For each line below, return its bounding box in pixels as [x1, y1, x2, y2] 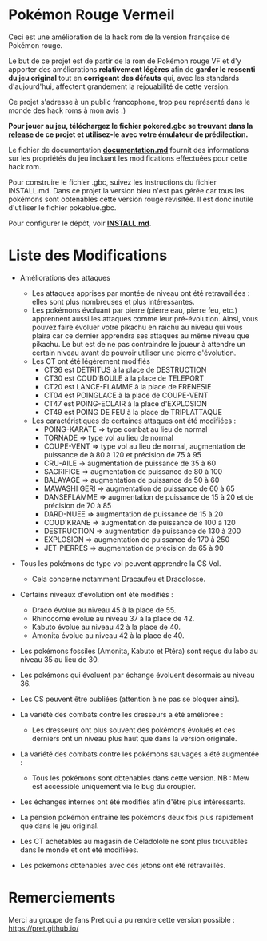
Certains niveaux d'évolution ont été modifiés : [19, 589, 173, 599]
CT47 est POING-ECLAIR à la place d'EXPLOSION [43, 398, 208, 409]
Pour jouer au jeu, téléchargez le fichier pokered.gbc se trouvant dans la [8, 121, 253, 130]
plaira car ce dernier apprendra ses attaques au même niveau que [31, 330, 250, 341]
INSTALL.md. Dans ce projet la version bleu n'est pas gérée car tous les [8, 185, 245, 195]
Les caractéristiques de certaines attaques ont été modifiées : [31, 416, 237, 425]
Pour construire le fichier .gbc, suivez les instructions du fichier [8, 177, 217, 187]
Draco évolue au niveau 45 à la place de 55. [31, 605, 177, 615]
